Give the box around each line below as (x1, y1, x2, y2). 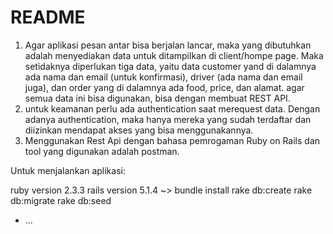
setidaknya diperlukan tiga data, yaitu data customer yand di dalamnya (24, 60, 317, 72)
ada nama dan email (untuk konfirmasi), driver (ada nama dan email (24, 71, 303, 83)
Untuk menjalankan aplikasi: (10, 164, 126, 176)
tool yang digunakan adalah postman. (24, 145, 180, 157)
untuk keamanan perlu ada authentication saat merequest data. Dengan (24, 102, 321, 115)
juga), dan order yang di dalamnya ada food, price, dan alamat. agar (24, 81, 305, 93)
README (10, 6, 86, 29)
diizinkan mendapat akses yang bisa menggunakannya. (24, 124, 254, 136)
